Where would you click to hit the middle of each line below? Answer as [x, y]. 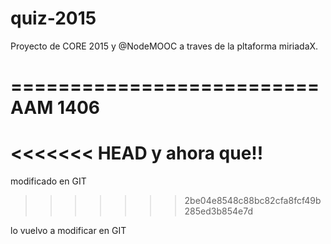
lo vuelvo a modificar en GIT [68, 231]
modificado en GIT [48, 181]
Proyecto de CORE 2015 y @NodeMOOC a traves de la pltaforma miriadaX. [164, 46]
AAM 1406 [55, 108]
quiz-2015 [53, 18]
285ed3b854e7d [218, 211]
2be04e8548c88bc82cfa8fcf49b [253, 201]
